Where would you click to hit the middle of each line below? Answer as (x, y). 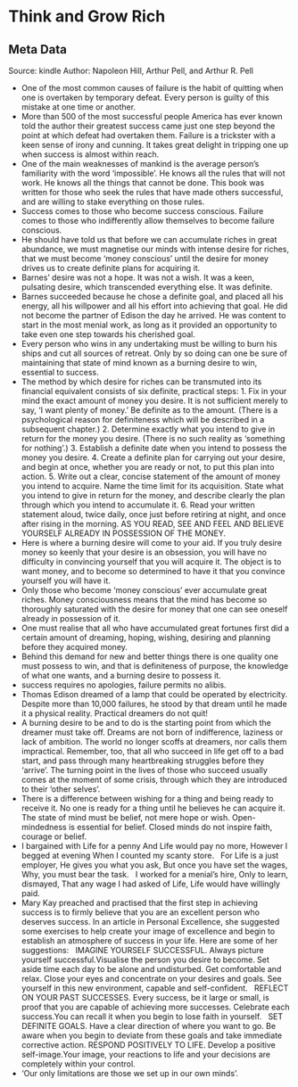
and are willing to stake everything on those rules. (113, 202)
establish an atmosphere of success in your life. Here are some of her (149, 941)
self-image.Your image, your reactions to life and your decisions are (146, 1054)
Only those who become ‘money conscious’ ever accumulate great (144, 590)
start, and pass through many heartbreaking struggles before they (143, 761)
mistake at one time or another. (78, 107)
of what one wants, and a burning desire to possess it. (121, 675)
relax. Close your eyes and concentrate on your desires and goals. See (151, 979)
